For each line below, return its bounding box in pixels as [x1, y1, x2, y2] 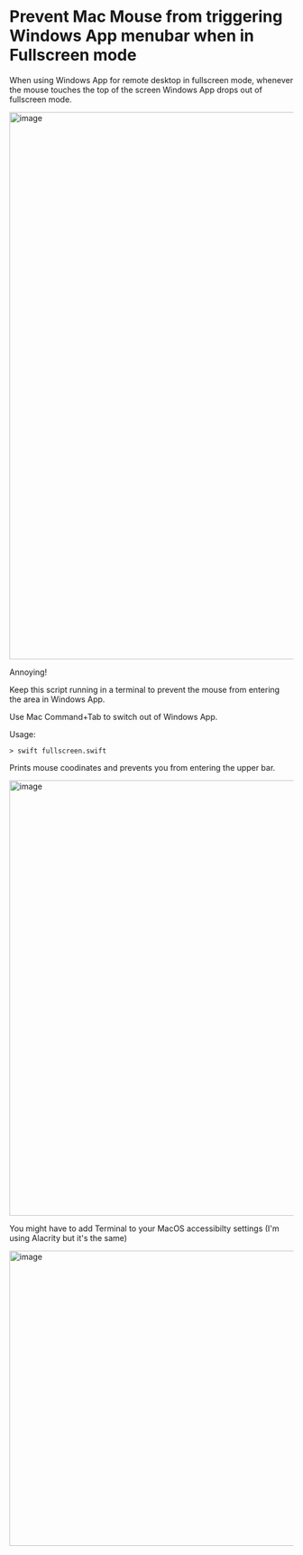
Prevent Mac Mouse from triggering [9, 6, 283, 27]
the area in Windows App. [9, 694, 106, 705]
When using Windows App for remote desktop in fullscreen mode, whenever [9, 74, 294, 85]
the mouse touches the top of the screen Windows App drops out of [9, 84, 263, 95]
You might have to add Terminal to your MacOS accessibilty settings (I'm [9, 1223, 280, 1234]
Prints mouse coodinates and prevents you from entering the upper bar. [9, 762, 276, 773]
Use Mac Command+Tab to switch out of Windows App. [9, 711, 218, 722]
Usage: [9, 728, 36, 739]
